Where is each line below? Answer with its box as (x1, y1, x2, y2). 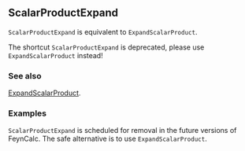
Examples (8, 108, 47, 119)
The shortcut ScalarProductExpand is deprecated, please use (8, 42, 205, 52)
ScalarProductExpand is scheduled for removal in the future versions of (8, 126, 237, 135)
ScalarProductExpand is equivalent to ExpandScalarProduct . (8, 27, 198, 36)
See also (8, 70, 42, 81)
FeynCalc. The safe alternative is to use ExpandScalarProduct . (8, 134, 207, 144)
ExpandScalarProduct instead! (8, 50, 104, 60)
